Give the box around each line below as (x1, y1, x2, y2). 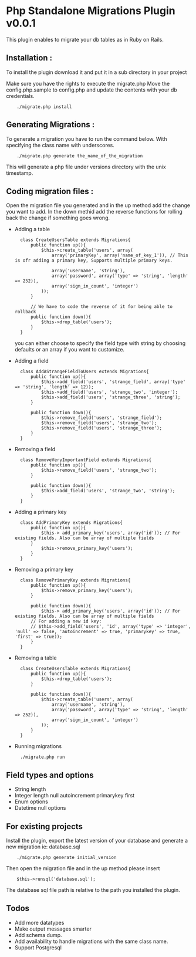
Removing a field (14, 446, 56, 453)
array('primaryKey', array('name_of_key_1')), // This (52, 252, 189, 259)
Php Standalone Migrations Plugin (6, 4, 175, 18)
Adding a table (14, 226, 50, 233)
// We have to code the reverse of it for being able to (30, 304, 173, 310)
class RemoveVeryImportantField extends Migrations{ (20, 457, 152, 463)
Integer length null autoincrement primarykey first (14, 792, 135, 799)
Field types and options (6, 770, 94, 780)
